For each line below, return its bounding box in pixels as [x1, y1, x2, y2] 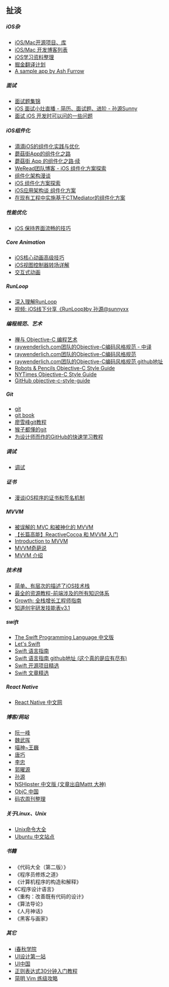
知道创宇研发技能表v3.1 [14, 605, 70, 612]
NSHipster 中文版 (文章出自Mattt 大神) [14, 780, 106, 787]
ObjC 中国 [14, 788, 39, 795]
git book [14, 412, 35, 419]
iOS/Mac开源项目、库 [14, 39, 67, 46]
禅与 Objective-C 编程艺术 [14, 336, 78, 343]
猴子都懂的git [14, 426, 47, 433]
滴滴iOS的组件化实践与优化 [14, 143, 80, 150]
